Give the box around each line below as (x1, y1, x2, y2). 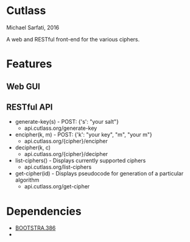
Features (6, 57, 52, 71)
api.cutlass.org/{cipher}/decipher (24, 151, 108, 158)
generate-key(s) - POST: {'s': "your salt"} (15, 118, 119, 126)
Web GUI (6, 81, 41, 91)
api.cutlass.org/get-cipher (24, 183, 90, 190)
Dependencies (6, 204, 82, 218)
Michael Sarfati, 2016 (6, 24, 60, 31)
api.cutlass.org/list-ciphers (24, 163, 92, 171)
